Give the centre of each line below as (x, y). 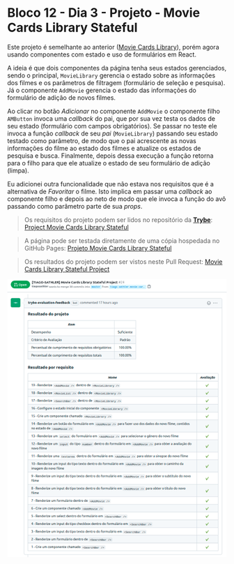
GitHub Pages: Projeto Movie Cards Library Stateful (98, 248)
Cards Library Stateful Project (67, 269)
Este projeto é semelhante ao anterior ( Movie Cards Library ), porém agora (113, 47)
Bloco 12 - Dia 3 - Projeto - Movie (104, 13)
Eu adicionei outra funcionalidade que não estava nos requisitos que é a (111, 184)
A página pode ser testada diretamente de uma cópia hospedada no (122, 240)
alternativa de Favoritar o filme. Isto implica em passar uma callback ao (110, 191)
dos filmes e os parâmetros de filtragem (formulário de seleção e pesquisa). (116, 82)
